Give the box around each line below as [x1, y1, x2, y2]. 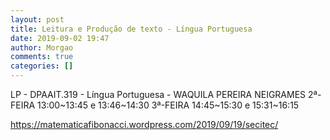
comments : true [10, 52, 74, 62]
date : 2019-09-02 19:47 [10, 33, 110, 43]
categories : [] [10, 61, 74, 71]
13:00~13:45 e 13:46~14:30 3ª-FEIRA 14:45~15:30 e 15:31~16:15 [37, 99, 300, 111]
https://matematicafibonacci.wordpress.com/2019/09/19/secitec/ [10, 119, 279, 130]
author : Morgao [10, 42, 74, 53]
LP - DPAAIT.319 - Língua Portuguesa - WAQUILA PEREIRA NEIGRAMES [10, 89, 307, 100]
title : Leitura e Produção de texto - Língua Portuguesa [10, 24, 253, 34]
